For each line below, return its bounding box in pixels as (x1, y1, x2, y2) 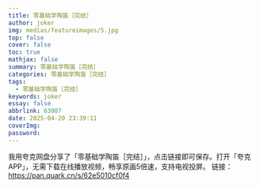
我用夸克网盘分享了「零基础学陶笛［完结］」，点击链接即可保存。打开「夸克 (8, 152, 251, 161)
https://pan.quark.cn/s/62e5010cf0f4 (8, 171, 130, 180)
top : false (8, 33, 44, 42)
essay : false (8, 100, 51, 107)
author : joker (8, 19, 55, 27)
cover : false (8, 41, 51, 49)
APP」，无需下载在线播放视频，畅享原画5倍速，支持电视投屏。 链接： (8, 161, 233, 171)
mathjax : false (8, 56, 59, 64)
